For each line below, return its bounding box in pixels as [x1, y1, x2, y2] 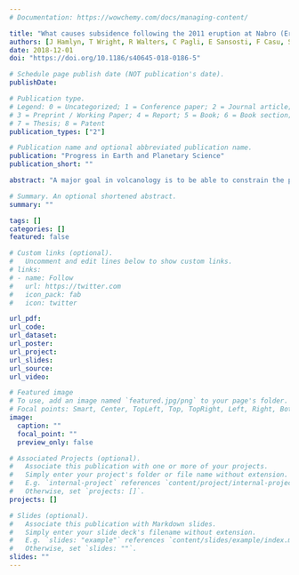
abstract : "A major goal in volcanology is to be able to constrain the [9, 176, 285, 185]
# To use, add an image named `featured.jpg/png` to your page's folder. [9, 396, 289, 405]
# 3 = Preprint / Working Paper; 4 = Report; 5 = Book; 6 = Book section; [9, 110, 293, 120]
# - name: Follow [9, 273, 74, 283]
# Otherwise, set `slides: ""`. [9, 544, 138, 554]
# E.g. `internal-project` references [9, 479, 162, 488]
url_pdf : [9, 315, 42, 323]
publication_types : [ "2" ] [9, 127, 105, 136]
